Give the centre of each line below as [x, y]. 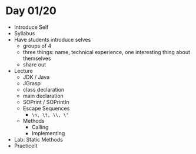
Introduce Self [31, 27]
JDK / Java [36, 77]
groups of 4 [37, 46]
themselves [37, 58]
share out [34, 64]
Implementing [48, 133]
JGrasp [32, 83]
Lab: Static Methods [38, 139]
